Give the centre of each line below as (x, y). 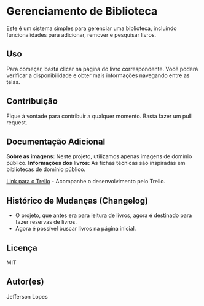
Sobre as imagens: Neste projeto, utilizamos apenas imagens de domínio (99, 156)
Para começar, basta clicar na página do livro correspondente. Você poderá (102, 69)
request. (17, 122)
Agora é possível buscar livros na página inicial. (76, 229)
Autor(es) (25, 282)
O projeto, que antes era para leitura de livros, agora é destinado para (104, 215)
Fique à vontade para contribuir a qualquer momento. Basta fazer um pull (99, 116)
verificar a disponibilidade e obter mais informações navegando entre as (98, 75)
